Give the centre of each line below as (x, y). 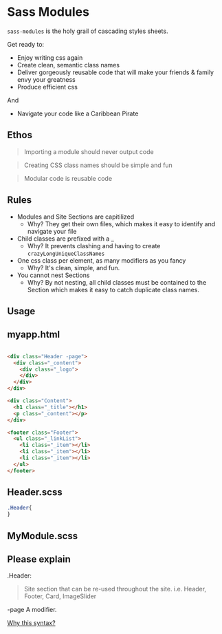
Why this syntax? (32, 623)
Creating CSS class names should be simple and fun (98, 165)
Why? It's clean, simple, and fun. (74, 267)
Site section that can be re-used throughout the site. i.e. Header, (115, 589)
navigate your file (52, 231)
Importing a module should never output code (89, 151)
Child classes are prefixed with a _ (66, 239)
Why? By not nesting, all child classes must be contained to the (117, 282)
